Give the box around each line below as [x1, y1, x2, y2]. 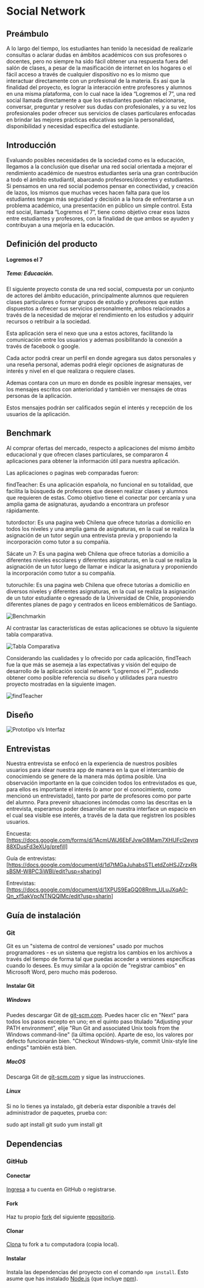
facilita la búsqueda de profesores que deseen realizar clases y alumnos [6, 487, 188, 495]
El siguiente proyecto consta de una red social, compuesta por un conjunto [6, 285, 195, 292]
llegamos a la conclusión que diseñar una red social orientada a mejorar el [6, 163, 193, 170]
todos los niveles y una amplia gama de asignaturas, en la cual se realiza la [6, 525, 195, 532]
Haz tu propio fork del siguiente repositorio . [6, 1213, 116, 1221]
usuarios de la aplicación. [6, 410, 71, 417]
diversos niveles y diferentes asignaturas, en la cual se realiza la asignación [6, 588, 196, 595]
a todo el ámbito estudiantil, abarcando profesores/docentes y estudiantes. [6, 176, 195, 183]
